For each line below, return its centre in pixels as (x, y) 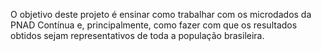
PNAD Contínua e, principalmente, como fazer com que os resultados (154, 25)
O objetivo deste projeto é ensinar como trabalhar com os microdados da (161, 14)
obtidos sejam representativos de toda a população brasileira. (137, 35)
